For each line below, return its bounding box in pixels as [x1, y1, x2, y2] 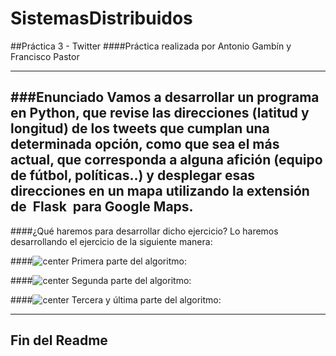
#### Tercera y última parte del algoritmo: [10, 293, 222, 306]
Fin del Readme [10, 332, 108, 349]
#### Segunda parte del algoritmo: [10, 274, 192, 286]
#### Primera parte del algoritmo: [10, 255, 187, 267]
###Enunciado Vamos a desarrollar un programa [10, 89, 320, 106]
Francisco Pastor [10, 50, 80, 62]
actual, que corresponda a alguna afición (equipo [10, 152, 323, 169]
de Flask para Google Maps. [10, 198, 194, 216]
